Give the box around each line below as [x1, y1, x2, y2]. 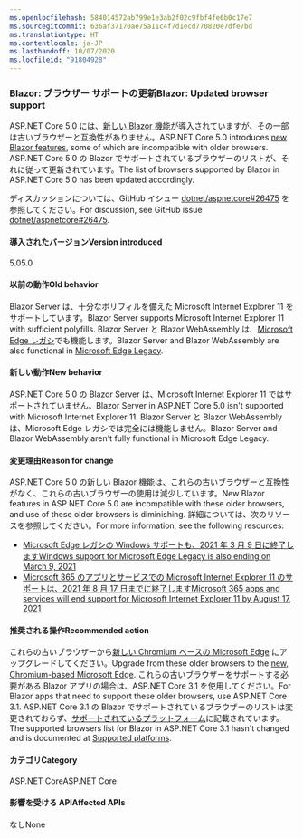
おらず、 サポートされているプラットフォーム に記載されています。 [40, 713, 285, 724]
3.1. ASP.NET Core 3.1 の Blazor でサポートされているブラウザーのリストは [9, 701, 286, 712]
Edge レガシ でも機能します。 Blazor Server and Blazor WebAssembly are [9, 334, 279, 345]
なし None [9, 819, 46, 830]
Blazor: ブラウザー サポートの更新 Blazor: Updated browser [9, 87, 269, 100]
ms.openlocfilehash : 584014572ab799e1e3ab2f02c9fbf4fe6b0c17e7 [9, 13, 253, 23]
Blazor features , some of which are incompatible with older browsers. [9, 142, 269, 153]
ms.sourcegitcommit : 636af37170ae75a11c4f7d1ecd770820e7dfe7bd [9, 22, 253, 31]
